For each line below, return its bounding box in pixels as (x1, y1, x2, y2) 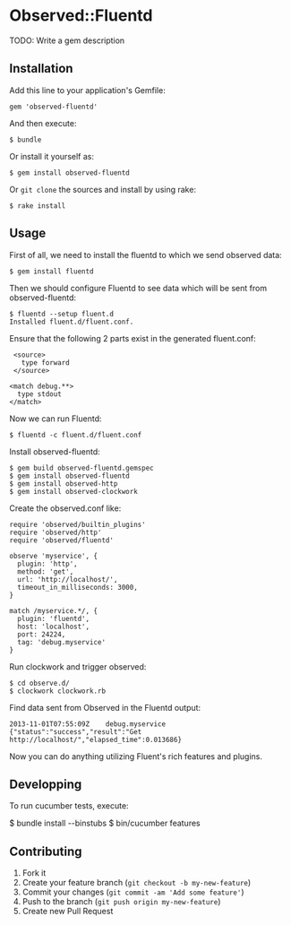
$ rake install (9, 201, 66, 211)
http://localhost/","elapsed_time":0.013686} (9, 735, 182, 744)
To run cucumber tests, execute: (9, 800, 129, 811)
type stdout (17, 389, 63, 399)
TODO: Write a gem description (9, 35, 125, 46)
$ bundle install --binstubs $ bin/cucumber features (9, 817, 201, 829)
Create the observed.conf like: (9, 503, 122, 514)
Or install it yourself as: (9, 151, 94, 161)
